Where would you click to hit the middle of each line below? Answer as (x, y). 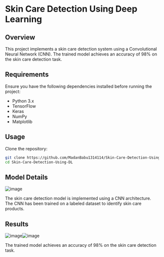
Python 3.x (23, 101)
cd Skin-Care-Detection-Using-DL (39, 162)
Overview (20, 37)
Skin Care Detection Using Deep (71, 9)
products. (15, 209)
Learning (24, 19)
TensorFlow (24, 106)
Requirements (27, 75)
